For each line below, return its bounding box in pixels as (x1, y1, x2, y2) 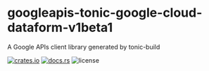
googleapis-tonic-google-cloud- (7, 5, 203, 21)
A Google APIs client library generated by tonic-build (7, 42, 160, 51)
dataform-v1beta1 (7, 19, 113, 35)
